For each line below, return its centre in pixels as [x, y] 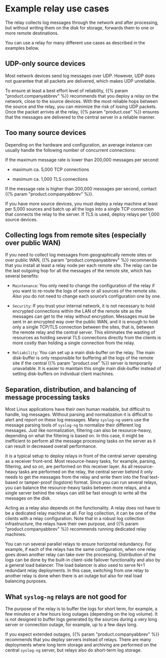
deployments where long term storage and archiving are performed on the [81, 645]
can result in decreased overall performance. [51, 446]
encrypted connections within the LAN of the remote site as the [77, 311]
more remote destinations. [32, 33]
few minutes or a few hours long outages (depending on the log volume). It [81, 614]
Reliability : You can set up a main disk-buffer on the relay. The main [83, 353]
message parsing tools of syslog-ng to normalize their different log [73, 425]
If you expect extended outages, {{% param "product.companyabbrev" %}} [82, 634]
